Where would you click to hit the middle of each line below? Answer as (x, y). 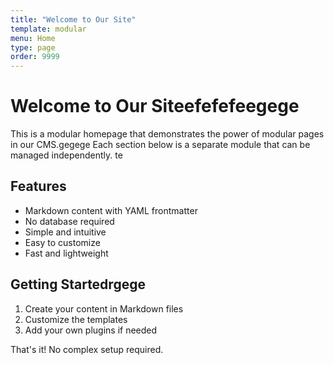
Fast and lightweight (66, 253)
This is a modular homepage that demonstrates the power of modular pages (167, 134)
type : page (33, 47)
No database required (69, 221)
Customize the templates (76, 319)
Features (38, 186)
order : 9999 (35, 57)
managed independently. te (66, 155)
